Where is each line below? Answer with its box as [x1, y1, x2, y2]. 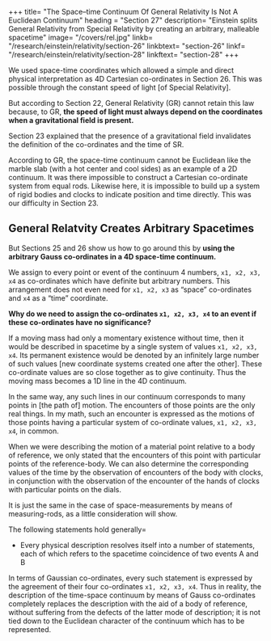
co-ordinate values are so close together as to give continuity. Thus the [8, 367, 247, 377]
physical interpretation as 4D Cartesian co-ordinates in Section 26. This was [8, 74, 263, 83]
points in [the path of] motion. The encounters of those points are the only [8, 400, 256, 410]
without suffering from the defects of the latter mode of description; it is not [8, 607, 261, 617]
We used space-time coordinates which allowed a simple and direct [8, 65, 235, 75]
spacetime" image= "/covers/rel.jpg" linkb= [8, 32, 154, 42]
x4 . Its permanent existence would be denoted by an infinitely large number [8, 350, 260, 360]
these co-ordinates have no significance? [8, 317, 152, 327]
